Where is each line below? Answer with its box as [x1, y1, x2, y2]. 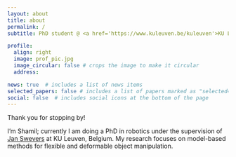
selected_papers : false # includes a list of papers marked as [7, 88, 197, 95]
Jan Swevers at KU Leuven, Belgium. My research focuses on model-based [7, 135, 226, 143]
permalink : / [7, 23, 46, 30]
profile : [7, 43, 33, 50]
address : [13, 68, 39, 76]
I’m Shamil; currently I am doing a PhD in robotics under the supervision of [7, 127, 223, 135]
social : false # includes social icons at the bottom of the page [7, 94, 209, 102]
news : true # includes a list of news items [7, 81, 143, 88]
